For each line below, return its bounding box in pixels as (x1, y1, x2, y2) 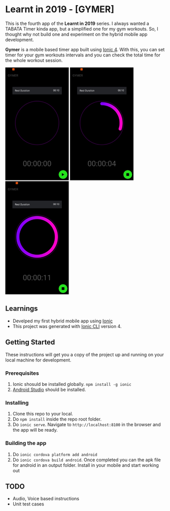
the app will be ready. (12, 427, 58, 433)
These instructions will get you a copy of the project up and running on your (5, 351, 164, 357)
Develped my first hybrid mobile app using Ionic (12, 318, 113, 324)
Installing (5, 399, 29, 406)
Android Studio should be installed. (12, 386, 86, 393)
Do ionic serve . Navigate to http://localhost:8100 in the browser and (12, 422, 161, 428)
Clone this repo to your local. (12, 411, 74, 417)
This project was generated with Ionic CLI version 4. (12, 323, 122, 329)
